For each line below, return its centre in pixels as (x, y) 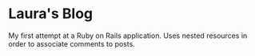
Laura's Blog (51, 14)
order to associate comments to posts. (72, 43)
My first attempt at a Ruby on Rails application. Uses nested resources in (128, 35)
